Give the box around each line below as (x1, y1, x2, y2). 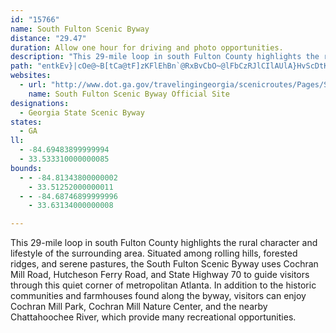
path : (10, 61, 33, 71)
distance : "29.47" (10, 33, 87, 43)
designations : (10, 98, 70, 108)
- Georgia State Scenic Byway (19, 107, 145, 118)
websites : (10, 71, 52, 81)
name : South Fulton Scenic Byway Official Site (28, 89, 230, 99)
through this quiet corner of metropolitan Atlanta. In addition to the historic (10, 279, 317, 291)
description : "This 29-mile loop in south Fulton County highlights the (10, 52, 320, 62)
